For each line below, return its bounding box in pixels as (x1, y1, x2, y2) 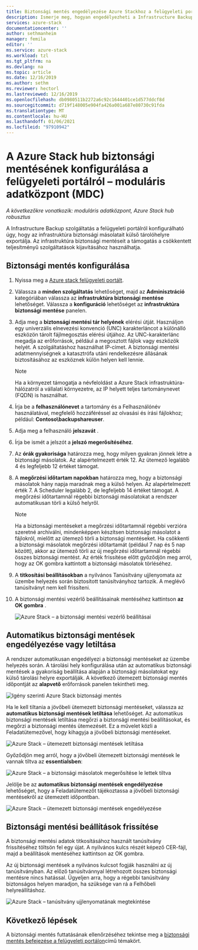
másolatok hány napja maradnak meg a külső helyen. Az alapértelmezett (14, 480, 191, 487)
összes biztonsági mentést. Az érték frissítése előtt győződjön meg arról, (14, 553, 192, 561)
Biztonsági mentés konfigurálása (6, 261, 130, 271)
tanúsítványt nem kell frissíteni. (14, 584, 91, 591)
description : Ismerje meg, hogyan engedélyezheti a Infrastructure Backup (6, 14, 194, 20)
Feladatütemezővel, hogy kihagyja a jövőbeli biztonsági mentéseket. (6, 729, 171, 736)
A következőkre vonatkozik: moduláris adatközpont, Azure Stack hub (6, 207, 174, 214)
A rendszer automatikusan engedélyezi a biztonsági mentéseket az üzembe (6, 655, 190, 662)
